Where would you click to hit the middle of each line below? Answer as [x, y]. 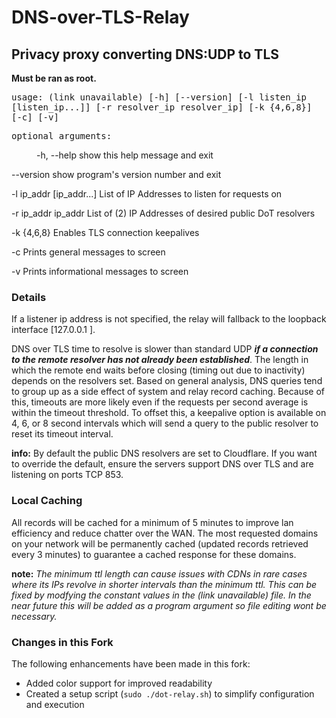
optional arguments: [62, 136]
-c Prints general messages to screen [88, 252]
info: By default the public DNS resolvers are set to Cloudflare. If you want [164, 453]
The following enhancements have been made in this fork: [131, 663]
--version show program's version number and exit [116, 174]
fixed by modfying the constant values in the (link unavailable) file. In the [161, 595]
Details [29, 297]
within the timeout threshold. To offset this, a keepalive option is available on [169, 413]
